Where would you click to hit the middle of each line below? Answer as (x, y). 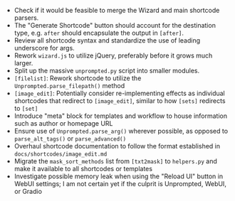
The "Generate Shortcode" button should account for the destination (115, 25)
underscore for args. (44, 48)
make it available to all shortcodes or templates (83, 169)
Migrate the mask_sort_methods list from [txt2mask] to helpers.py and (115, 161)
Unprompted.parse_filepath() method (69, 86)
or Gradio (28, 191)
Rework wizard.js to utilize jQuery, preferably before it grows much (113, 55)
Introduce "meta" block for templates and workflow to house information (121, 116)
